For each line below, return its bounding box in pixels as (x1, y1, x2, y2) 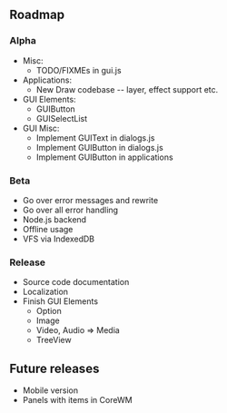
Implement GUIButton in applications (35, 152, 174, 162)
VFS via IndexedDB (22, 233, 95, 244)
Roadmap (9, 7, 65, 23)
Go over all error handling (22, 204, 119, 215)
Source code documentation (22, 277, 130, 288)
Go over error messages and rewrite (22, 194, 159, 205)
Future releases (9, 360, 100, 376)
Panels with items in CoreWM (22, 395, 133, 406)
